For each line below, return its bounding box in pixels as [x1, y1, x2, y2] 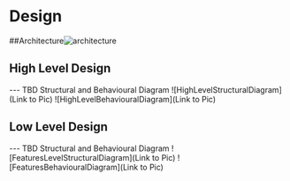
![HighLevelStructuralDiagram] [171, 84, 283, 94]
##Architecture [9, 35, 65, 46]
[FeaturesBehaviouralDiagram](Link [9, 162, 139, 172]
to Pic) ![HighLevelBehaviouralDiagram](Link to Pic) [29, 94, 217, 104]
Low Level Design [9, 119, 109, 134]
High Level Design [9, 61, 111, 76]
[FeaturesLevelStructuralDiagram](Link [9, 152, 150, 162]
